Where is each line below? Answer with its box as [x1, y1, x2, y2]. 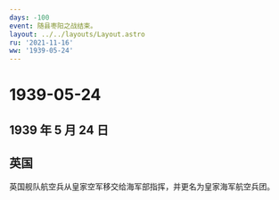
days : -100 [9, 12, 50, 22]
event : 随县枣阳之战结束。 [9, 21, 98, 30]
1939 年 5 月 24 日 [9, 122, 109, 137]
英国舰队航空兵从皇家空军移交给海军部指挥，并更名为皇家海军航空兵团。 [9, 180, 275, 192]
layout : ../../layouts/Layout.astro [9, 29, 145, 38]
